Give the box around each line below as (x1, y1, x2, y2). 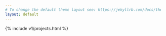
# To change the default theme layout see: (5, 7, 96, 12)
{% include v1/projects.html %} (5, 25, 68, 31)
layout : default (5, 12, 39, 17)
